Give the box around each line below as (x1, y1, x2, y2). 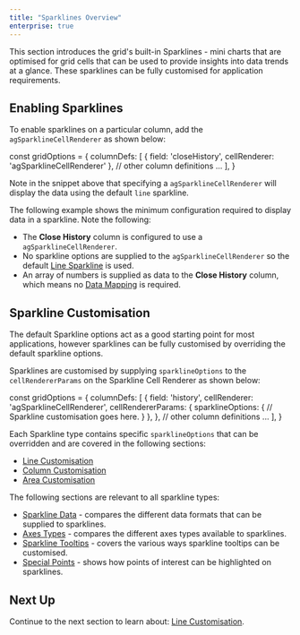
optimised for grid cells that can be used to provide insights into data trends (9, 56, 289, 66)
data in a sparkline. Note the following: (9, 214, 151, 225)
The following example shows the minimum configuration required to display (9, 205, 292, 216)
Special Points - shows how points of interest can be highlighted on (21, 557, 271, 568)
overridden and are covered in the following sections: (9, 438, 206, 449)
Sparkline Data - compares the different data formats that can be (21, 510, 262, 520)
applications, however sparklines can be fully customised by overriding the (9, 339, 287, 349)
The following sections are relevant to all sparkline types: (9, 492, 220, 502)
